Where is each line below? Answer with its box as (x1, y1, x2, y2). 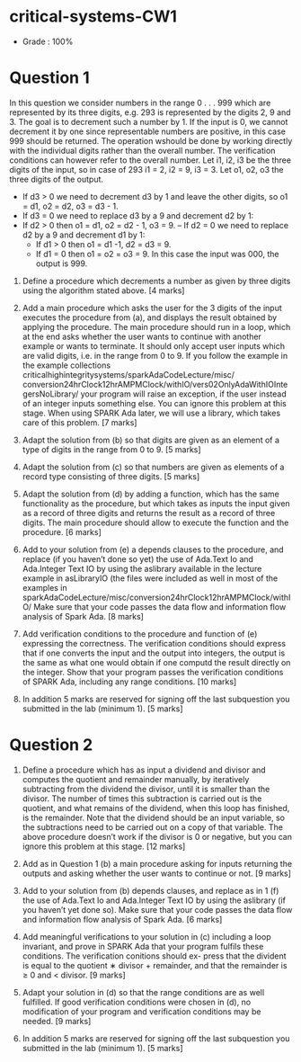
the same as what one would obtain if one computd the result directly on (22, 656, 291, 667)
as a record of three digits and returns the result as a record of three (22, 507, 276, 518)
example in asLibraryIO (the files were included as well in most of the (22, 573, 279, 584)
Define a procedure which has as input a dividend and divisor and (22, 764, 267, 775)
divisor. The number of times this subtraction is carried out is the (22, 793, 262, 804)
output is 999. (35, 258, 88, 269)
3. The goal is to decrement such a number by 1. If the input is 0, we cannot (9, 116, 288, 127)
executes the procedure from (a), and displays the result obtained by (22, 312, 278, 323)
